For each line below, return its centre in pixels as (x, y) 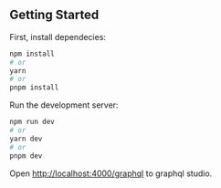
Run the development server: (64, 105)
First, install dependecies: (58, 37)
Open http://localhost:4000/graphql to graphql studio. (111, 173)
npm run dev (32, 122)
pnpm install (34, 88)
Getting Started (54, 15)
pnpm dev (26, 156)
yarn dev (26, 139)
